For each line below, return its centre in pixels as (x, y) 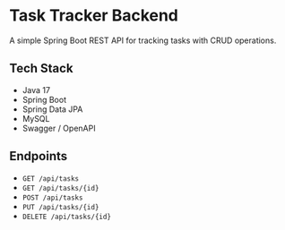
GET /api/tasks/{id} (60, 188)
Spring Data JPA (52, 109)
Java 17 (36, 89)
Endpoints (39, 156)
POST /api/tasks (52, 198)
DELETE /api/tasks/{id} (67, 217)
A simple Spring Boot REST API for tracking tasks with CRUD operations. (143, 40)
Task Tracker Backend (94, 16)
